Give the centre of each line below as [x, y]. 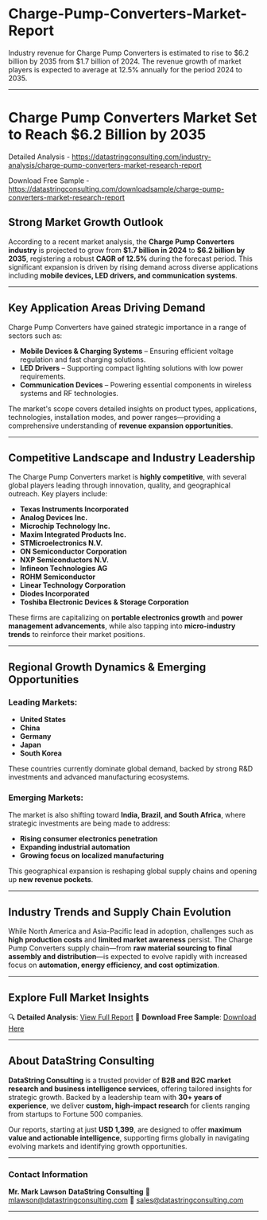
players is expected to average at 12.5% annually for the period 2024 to [125, 69]
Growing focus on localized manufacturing [92, 856]
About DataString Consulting [81, 1061]
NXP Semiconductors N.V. [64, 560]
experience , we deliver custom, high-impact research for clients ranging [129, 1105]
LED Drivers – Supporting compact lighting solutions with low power [132, 367]
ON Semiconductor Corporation [73, 552]
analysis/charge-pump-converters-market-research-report [105, 165]
